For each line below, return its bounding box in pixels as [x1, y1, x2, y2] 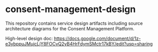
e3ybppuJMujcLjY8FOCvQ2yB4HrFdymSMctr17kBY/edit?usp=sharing [5, 40, 153, 46]
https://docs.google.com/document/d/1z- [54, 35, 141, 41]
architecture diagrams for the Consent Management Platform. [5, 25, 135, 31]
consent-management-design [5, 4, 136, 15]
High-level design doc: [5, 35, 53, 41]
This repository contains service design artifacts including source [5, 20, 143, 26]
